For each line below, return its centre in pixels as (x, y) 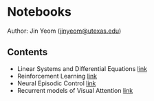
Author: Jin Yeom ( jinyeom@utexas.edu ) (64, 31)
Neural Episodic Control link (56, 83)
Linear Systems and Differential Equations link (82, 68)
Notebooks (40, 12)
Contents (27, 52)
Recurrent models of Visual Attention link (75, 90)
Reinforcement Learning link (57, 76)
